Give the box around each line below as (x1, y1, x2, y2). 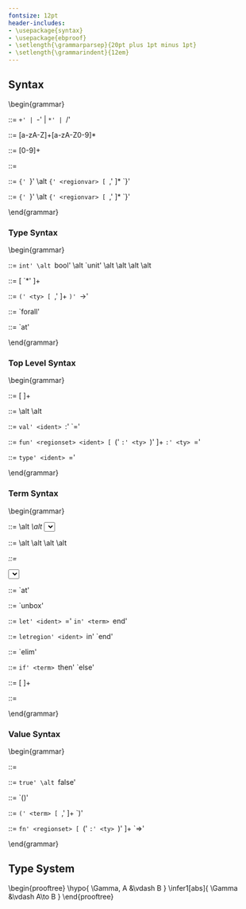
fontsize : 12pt (8, 11, 59, 20)
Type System (8, 862, 75, 876)
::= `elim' (8, 646, 37, 657)
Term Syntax (8, 488, 59, 499)
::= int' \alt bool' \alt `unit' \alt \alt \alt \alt (8, 260, 152, 271)
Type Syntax (8, 227, 58, 238)
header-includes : (8, 19, 66, 27)
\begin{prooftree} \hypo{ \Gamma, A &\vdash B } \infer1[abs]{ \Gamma (8, 883, 238, 892)
